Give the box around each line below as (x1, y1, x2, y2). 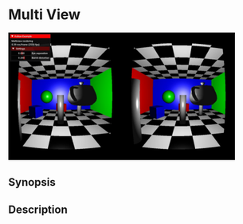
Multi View (8, 6, 81, 24)
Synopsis (8, 175, 56, 189)
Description (8, 202, 68, 216)
